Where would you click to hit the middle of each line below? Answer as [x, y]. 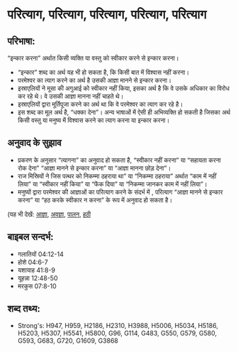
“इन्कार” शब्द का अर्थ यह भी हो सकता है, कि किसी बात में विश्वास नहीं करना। [103, 72]
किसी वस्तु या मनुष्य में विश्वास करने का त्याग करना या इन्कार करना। [93, 120]
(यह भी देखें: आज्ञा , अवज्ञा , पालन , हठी [49, 214]
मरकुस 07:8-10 [37, 286]
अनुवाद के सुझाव [34, 143]
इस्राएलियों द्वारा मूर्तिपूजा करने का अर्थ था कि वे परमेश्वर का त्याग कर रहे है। [100, 104]
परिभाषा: [21, 41]
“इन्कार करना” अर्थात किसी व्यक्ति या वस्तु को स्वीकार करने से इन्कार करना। [93, 58]
